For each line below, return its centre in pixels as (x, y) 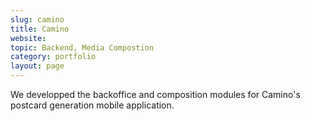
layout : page (37, 66)
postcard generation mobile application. (92, 105)
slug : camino (37, 19)
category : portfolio (53, 57)
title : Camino (40, 29)
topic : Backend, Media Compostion (82, 47)
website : (28, 38)
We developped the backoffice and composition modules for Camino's (155, 94)
